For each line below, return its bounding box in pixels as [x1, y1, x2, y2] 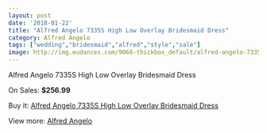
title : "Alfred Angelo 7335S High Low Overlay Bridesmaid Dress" [8, 26, 229, 34]
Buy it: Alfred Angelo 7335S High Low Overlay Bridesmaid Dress [8, 101, 219, 110]
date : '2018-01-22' [8, 19, 73, 27]
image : [8, 48, 30, 56]
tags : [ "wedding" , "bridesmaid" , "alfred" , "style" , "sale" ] [8, 41, 201, 49]
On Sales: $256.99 [8, 85, 71, 95]
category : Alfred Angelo [8, 33, 91, 42]
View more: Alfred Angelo [8, 116, 93, 125]
